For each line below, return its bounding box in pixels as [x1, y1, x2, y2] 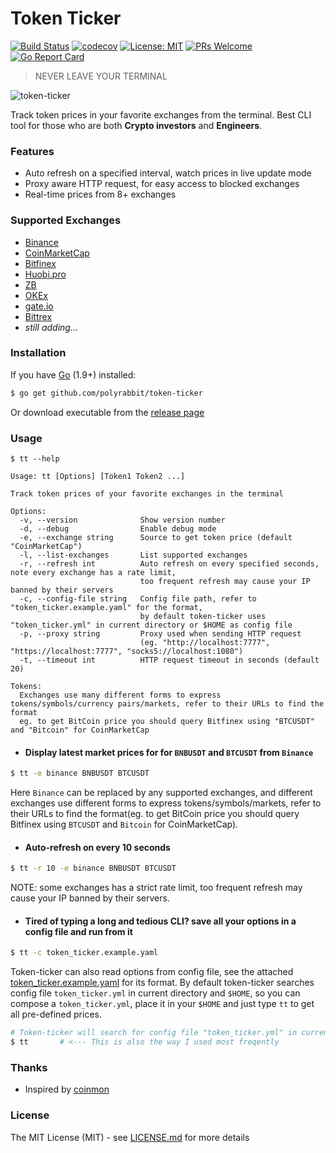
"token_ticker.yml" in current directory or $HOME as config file [10, 620, 293, 630]
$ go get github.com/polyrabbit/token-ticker [10, 388, 203, 398]
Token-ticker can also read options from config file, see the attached [10, 966, 294, 978]
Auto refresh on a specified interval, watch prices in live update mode [24, 167, 312, 179]
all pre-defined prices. [10, 1008, 102, 1021]
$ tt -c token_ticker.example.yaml [10, 948, 159, 958]
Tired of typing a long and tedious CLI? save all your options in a [24, 915, 297, 927]
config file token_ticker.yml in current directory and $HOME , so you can [10, 987, 301, 999]
